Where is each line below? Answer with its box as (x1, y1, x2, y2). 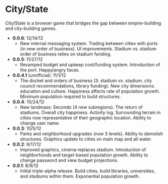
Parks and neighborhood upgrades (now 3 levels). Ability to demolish (20, 130, 163, 136)
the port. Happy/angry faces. (20, 66, 80, 73)
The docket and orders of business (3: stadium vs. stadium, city (20, 77, 152, 83)
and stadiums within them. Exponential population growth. (20, 173, 140, 179)
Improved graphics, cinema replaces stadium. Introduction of (20, 146, 146, 152)
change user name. (20, 120, 60, 126)
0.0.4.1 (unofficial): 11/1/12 (12, 72, 66, 78)
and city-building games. (5, 25, 57, 31)
